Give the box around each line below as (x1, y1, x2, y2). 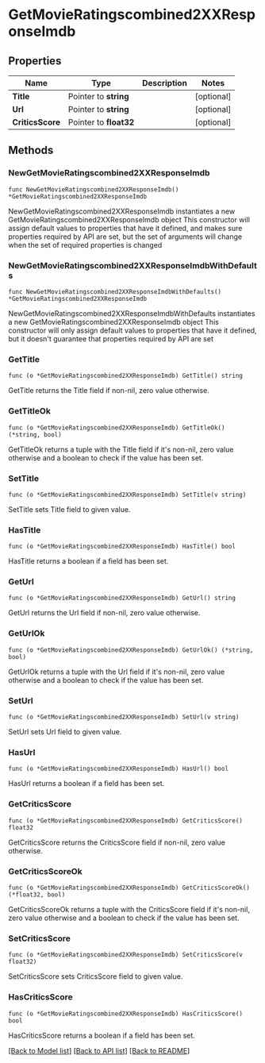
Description (141, 78, 188, 88)
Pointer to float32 (67, 117, 135, 128)
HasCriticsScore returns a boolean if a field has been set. (8, 1030, 196, 1040)
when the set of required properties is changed (8, 240, 163, 249)
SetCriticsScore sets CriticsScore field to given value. (8, 972, 183, 981)
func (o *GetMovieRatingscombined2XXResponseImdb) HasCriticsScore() (8, 1010, 244, 1018)
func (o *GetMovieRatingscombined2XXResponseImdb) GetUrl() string (8, 594, 236, 603)
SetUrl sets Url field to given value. (8, 727, 122, 737)
